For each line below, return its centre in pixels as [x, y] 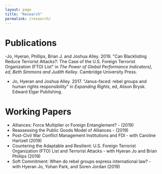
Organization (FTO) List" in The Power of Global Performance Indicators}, [79, 67]
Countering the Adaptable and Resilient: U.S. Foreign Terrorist [74, 146]
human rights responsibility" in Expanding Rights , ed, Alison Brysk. [79, 87]
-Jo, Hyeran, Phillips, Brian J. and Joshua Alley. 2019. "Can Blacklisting [76, 56]
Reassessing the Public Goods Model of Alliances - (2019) [70, 130]
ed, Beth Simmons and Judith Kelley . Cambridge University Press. [71, 72]
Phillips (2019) [26, 156]
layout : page [18, 10]
